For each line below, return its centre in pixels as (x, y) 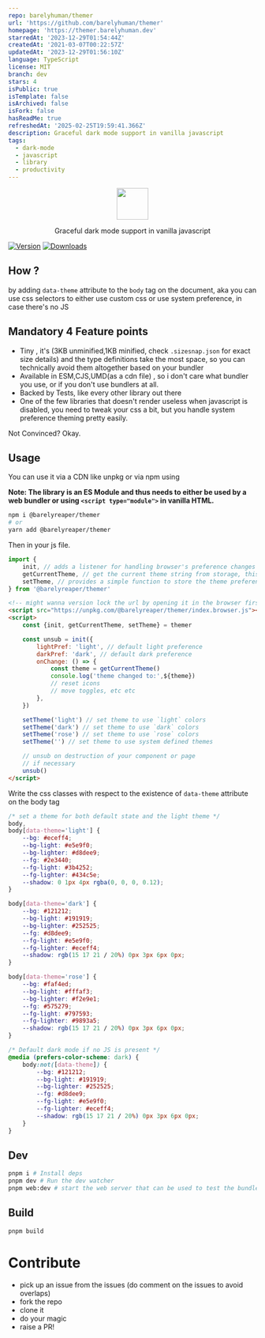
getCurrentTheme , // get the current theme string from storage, (132, 574)
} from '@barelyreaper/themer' (60, 589)
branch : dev (28, 74)
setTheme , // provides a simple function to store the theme (125, 582)
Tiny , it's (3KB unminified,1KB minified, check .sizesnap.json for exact (135, 351)
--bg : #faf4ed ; (47, 985)
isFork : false (32, 111)
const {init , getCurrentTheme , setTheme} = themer (107, 625)
